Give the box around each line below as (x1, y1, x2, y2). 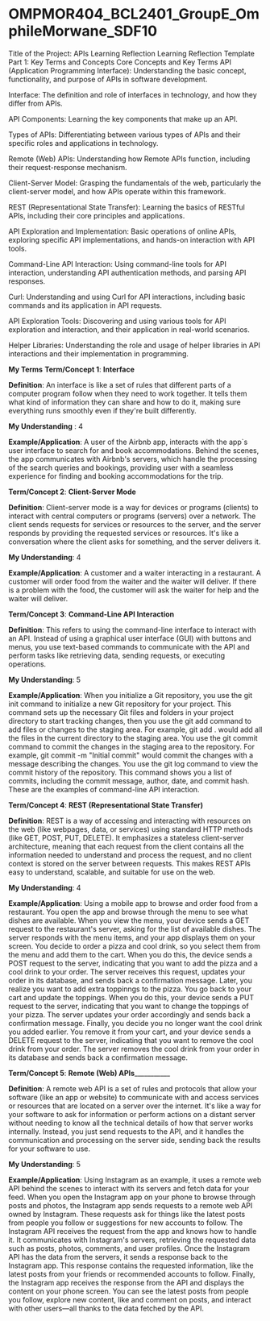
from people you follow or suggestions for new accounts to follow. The (8, 1218, 243, 1228)
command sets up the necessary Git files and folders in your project (8, 707, 234, 717)
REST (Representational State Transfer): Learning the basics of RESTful (8, 202, 246, 212)
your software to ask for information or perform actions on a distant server (8, 1109, 255, 1119)
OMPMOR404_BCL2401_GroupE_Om (8, 5, 260, 23)
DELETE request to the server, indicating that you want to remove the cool (8, 1035, 254, 1045)
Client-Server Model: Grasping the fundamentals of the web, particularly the (8, 178, 262, 188)
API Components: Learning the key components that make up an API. (8, 114, 238, 123)
